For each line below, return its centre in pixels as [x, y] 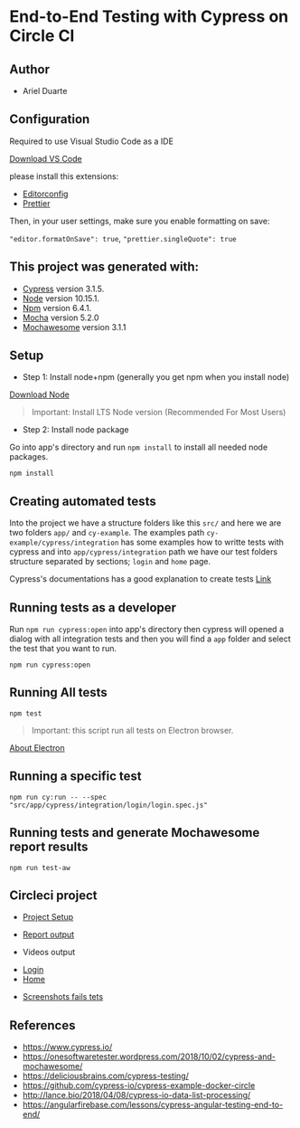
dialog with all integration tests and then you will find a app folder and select [150, 639]
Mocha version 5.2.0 [61, 318]
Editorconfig [45, 194]
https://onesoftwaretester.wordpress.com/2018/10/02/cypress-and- [149, 1057]
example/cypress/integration [64, 543]
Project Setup [48, 917]
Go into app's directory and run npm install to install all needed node [139, 447]
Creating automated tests [83, 501]
